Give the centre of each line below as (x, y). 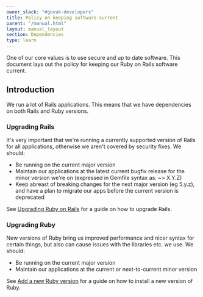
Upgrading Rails (30, 127)
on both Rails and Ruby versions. (48, 111)
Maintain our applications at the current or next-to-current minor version (106, 270)
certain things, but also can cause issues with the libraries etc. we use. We (100, 245)
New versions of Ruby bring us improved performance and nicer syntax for (101, 238)
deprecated (30, 197)
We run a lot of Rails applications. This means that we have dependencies (99, 104)
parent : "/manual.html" (37, 23)
